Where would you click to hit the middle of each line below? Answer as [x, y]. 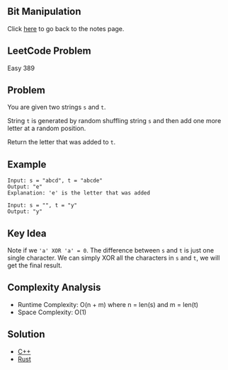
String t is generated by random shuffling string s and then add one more [114, 121]
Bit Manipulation [44, 12]
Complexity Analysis [54, 288]
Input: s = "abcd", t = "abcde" [55, 181]
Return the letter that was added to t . [61, 142]
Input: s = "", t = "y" [42, 206]
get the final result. [35, 265]
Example [27, 164]
